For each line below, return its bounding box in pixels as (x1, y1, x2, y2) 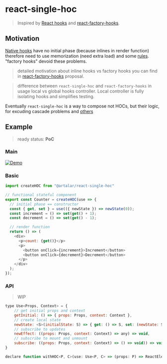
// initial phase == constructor (9, 202, 79, 207)
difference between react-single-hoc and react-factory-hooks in (17, 83, 152, 89)
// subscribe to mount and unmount (14, 336, 88, 341)
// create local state (14, 317, 61, 322)
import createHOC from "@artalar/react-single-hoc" (5, 183, 114, 189)
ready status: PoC (17, 136, 55, 142)
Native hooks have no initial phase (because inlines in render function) (5, 47, 150, 53)
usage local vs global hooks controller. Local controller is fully (17, 88, 144, 94)
